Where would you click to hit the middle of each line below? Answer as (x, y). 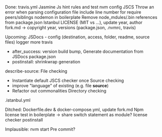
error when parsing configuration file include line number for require (73, 12)
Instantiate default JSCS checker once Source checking (68, 80)
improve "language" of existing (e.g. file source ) (60, 86)
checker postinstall (24, 120)
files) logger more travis (29, 42)
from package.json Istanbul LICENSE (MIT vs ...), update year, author (74, 22)
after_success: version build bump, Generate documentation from (78, 51)
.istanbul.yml (18, 100)
